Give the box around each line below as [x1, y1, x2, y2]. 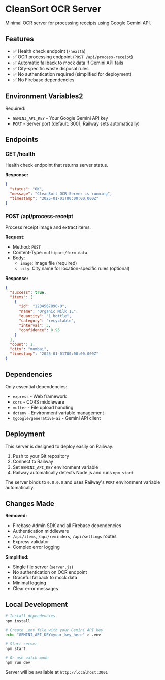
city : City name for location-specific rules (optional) [20, 265, 130, 271]
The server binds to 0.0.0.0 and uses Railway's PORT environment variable [5, 479, 160, 485]
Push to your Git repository [12, 453, 70, 459]
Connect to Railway [12, 458, 53, 465]
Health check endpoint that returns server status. [5, 162, 108, 168]
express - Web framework [12, 393, 67, 399]
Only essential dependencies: [5, 383, 68, 389]
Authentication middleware [12, 528, 70, 534]
